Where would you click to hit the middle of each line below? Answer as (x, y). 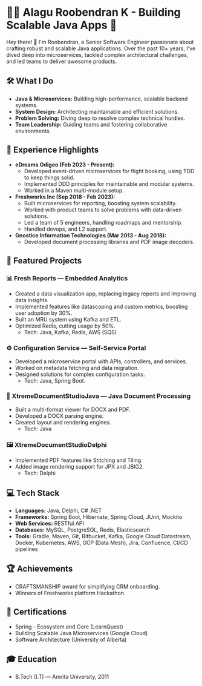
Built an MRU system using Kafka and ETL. (68, 320)
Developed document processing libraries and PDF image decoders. (109, 242)
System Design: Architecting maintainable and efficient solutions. (97, 111)
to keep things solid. (49, 177)
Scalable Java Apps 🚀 (62, 25)
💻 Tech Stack (33, 493)
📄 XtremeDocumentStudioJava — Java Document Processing (99, 396)
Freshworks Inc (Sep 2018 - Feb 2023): (65, 197)
